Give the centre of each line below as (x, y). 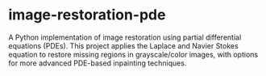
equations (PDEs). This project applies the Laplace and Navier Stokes (124, 45)
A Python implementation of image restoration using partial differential (125, 37)
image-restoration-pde (87, 15)
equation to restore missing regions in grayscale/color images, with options (133, 54)
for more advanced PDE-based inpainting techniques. (98, 63)
